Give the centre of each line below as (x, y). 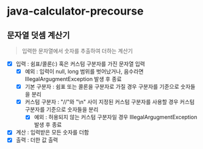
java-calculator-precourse (75, 11)
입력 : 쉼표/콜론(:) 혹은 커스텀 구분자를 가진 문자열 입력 (80, 64)
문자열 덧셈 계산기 (38, 35)
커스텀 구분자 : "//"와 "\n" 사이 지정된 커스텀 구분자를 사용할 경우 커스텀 (110, 102)
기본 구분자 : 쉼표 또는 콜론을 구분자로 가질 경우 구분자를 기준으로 (102, 87)
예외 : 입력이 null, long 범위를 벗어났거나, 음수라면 (84, 72)
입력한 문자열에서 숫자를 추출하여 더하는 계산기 (77, 51)
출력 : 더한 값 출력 (37, 140)
